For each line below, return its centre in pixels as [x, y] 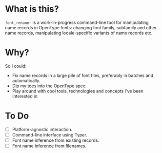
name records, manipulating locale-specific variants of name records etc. [79, 33]
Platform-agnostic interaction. [42, 129]
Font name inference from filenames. [49, 146]
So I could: [16, 66]
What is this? [32, 9]
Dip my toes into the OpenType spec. [49, 86]
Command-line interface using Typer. [50, 134]
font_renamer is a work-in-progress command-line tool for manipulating [77, 22]
